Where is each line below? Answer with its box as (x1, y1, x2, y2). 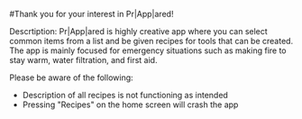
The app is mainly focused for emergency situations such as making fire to (9, 45, 287, 56)
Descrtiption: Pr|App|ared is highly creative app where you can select (9, 26, 268, 36)
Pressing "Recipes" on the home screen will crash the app (22, 99, 239, 110)
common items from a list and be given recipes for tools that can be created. (9, 36, 294, 46)
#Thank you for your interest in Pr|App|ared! (9, 9, 174, 19)
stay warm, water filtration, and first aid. (9, 55, 158, 65)
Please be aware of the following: (9, 72, 133, 83)
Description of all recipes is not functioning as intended (22, 90, 228, 100)
